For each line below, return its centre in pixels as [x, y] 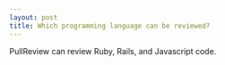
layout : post [34, 17]
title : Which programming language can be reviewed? [110, 26]
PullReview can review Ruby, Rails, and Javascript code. [113, 51]
